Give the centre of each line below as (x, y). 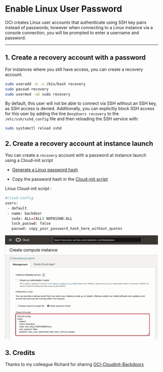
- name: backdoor (24, 213)
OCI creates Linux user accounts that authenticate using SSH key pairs (76, 22)
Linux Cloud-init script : (28, 189)
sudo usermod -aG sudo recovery (38, 94)
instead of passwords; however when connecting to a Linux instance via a (79, 27)
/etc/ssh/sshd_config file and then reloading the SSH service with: (72, 119)
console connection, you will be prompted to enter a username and (72, 32)
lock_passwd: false (31, 224)
